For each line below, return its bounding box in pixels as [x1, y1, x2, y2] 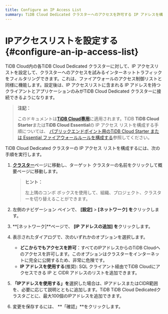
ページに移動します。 [16, 168, 61, 174]
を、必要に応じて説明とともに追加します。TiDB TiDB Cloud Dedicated [12, 286, 156, 293]
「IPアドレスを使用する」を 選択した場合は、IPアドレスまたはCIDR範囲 [12, 280, 158, 286]
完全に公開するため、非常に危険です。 [28, 257, 107, 263]
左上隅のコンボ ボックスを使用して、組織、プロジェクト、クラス [24, 190, 157, 196]
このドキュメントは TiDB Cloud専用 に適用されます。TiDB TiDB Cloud [17, 116, 159, 122]
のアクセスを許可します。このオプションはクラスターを [19, 251, 133, 257]
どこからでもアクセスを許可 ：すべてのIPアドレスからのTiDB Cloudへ [19, 245, 160, 251]
